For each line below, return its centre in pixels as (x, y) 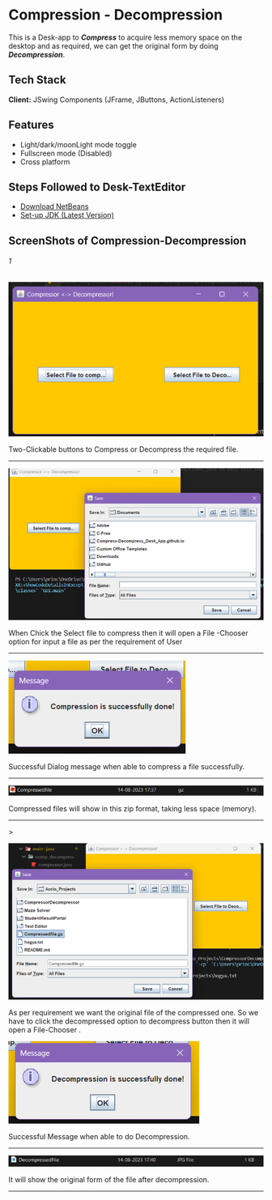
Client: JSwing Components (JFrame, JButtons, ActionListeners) (117, 100)
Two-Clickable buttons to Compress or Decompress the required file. (123, 449)
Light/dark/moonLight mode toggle (79, 144)
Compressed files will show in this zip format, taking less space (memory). (132, 808)
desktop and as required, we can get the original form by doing (113, 45)
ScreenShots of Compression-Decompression (127, 240)
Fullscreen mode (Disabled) (66, 153)
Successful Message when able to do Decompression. (99, 1136)
